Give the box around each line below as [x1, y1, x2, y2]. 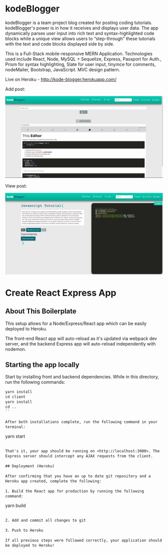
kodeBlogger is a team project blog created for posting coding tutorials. [5, 20, 152, 26]
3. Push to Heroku [5, 528, 43, 533]
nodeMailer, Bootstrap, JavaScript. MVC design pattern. [5, 66, 120, 73]
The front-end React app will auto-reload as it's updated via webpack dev [5, 335, 157, 341]
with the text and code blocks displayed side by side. [5, 41, 114, 47]
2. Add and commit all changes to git [5, 518, 86, 523]
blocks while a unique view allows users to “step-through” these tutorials [5, 36, 155, 42]
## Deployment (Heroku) [5, 464, 55, 469]
